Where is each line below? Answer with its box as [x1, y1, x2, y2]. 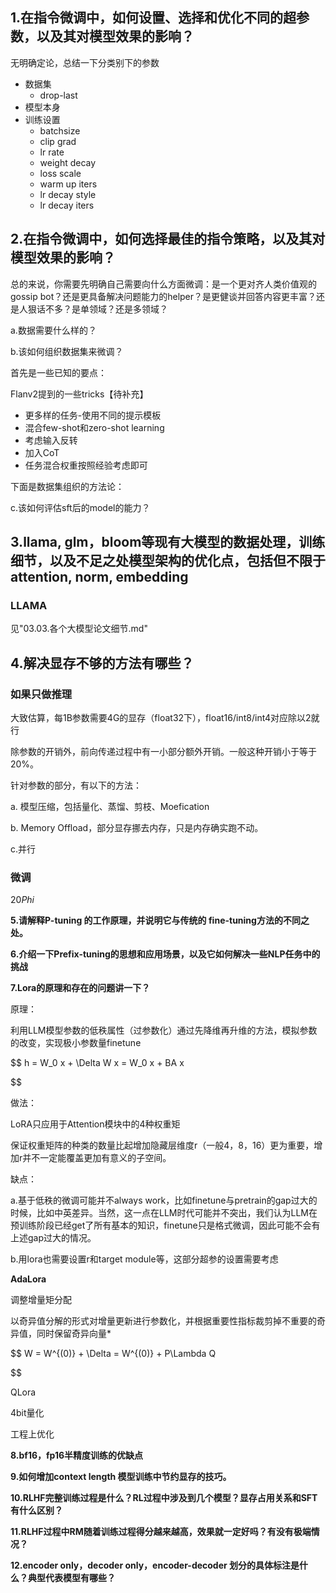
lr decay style [39, 188, 97, 200]
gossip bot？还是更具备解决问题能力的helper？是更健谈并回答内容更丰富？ [10, 290, 317, 302]
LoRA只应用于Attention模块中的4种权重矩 [10, 1118, 181, 1130]
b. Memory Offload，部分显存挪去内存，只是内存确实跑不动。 [10, 822, 264, 833]
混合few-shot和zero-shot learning [24, 421, 165, 433]
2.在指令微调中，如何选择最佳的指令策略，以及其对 [10, 231, 326, 248]
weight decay [39, 156, 97, 168]
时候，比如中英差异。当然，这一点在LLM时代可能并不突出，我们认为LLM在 [10, 1207, 318, 1219]
